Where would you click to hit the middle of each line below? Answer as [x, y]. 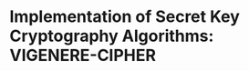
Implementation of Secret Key [124, 17]
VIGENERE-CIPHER [83, 56]
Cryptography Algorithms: [112, 36]
